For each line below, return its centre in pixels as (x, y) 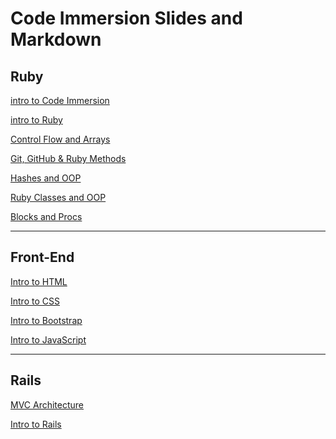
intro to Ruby (36, 120)
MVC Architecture (47, 404)
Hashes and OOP (46, 178)
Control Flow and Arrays (60, 139)
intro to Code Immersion (60, 100)
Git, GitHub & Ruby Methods (68, 158)
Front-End (42, 257)
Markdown (56, 39)
